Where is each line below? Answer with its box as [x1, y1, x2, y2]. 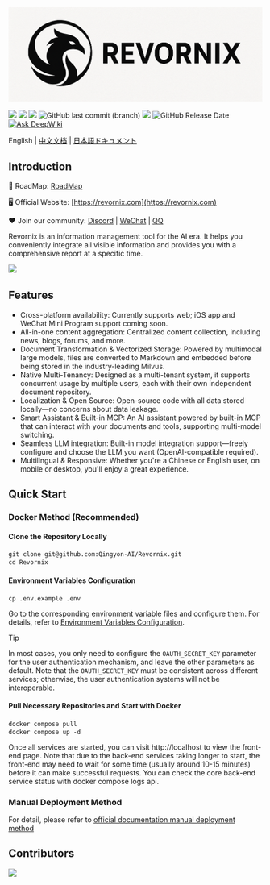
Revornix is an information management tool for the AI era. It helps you [8, 231, 243, 241]
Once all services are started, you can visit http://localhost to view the [8, 742, 241, 752]
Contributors [8, 846, 75, 861]
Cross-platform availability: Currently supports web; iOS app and [19, 310, 235, 319]
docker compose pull [8, 720, 78, 728]
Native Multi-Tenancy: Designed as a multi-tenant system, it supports [19, 370, 251, 380]
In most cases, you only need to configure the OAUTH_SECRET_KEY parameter [8, 648, 257, 658]
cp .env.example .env [8, 594, 81, 603]
